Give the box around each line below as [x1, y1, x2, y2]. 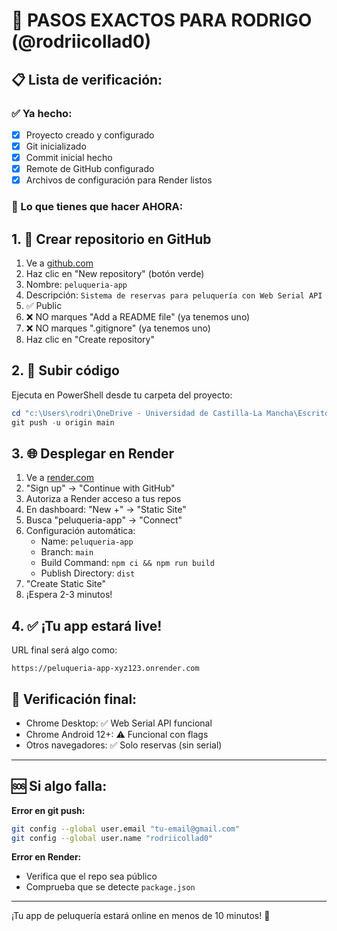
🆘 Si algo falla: [11, 778, 108, 795]
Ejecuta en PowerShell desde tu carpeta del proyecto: [11, 389, 233, 401]
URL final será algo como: [11, 644, 118, 656]
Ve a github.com [25, 257, 94, 269]
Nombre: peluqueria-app [25, 278, 128, 290]
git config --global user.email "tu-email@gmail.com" [11, 824, 241, 834]
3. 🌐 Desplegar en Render [11, 445, 175, 462]
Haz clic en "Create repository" [25, 333, 155, 345]
